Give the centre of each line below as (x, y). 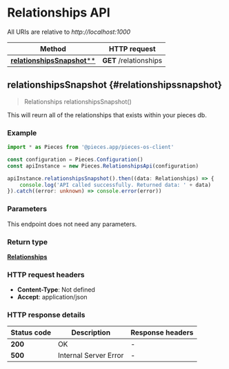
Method (53, 48)
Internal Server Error (91, 355)
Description (91, 332)
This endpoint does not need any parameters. (72, 224)
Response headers (162, 332)
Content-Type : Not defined (56, 290)
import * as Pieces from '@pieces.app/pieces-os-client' (91, 147)
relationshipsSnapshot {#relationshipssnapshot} (115, 85)
